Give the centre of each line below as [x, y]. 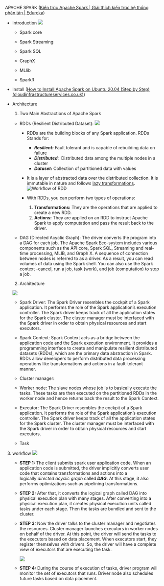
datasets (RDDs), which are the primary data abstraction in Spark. [86, 353]
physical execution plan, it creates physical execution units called [85, 504]
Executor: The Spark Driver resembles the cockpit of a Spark [81, 408]
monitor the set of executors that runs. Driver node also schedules [86, 573]
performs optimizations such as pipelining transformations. [79, 484]
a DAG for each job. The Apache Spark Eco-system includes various [88, 243]
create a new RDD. [53, 212]
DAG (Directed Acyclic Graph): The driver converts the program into [88, 238]
